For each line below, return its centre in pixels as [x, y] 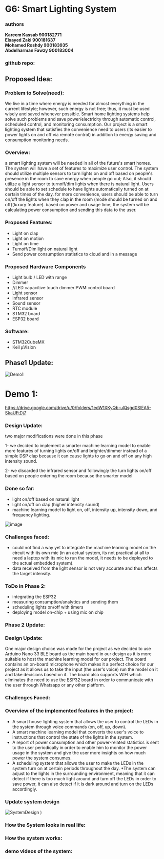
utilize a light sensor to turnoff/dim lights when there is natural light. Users [79, 184]
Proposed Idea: [29, 79]
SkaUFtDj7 [16, 413]
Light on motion [28, 238]
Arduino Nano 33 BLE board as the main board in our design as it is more [78, 654]
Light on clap [25, 233]
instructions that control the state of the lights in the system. [72, 737]
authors [15, 24]
